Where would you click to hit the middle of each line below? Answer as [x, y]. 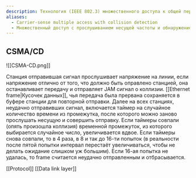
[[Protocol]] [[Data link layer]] [41, 169]
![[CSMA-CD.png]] [28, 65]
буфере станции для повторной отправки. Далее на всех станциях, [90, 102]
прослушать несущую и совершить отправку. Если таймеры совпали [92, 120]
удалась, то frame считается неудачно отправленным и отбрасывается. [96, 158]
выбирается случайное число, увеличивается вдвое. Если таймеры [91, 132]
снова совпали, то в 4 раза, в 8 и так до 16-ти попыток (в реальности [92, 139]
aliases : [17, 17]
